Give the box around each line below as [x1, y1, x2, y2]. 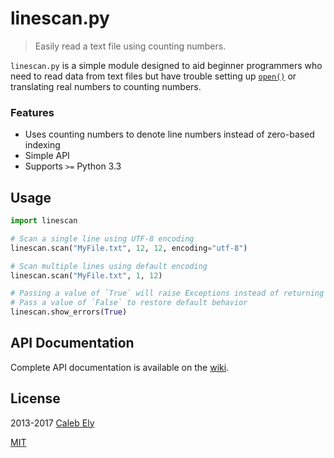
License [10, 390, 61, 407]
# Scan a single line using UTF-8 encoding [10, 233, 195, 244]
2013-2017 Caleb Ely [10, 417, 95, 429]
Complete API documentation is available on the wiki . [10, 361, 230, 373]
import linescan [10, 216, 78, 226]
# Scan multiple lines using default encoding [10, 261, 208, 271]
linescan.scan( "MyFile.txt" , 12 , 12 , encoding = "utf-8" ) [10, 243, 248, 253]
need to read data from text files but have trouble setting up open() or [10, 70, 297, 82]
